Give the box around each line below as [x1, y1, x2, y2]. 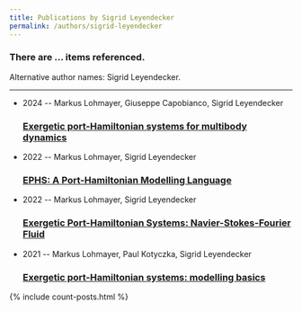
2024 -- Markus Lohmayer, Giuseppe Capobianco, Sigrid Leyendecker [22, 97, 284, 108]
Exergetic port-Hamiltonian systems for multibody [22, 120, 247, 132]
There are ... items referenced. [9, 51, 146, 64]
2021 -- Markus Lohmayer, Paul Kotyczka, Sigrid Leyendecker [22, 248, 252, 259]
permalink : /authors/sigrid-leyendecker [9, 22, 164, 31]
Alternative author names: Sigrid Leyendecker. [9, 71, 182, 82]
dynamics [22, 131, 67, 144]
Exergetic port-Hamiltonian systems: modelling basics [22, 271, 266, 283]
